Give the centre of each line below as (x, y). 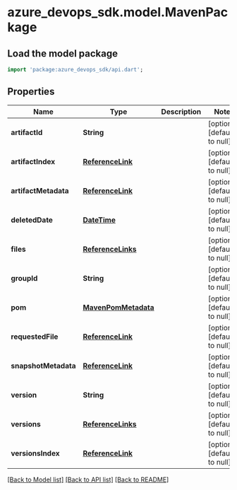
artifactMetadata (40, 190)
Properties (31, 92)
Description (181, 112)
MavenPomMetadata (119, 307)
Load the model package (63, 53)
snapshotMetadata (43, 366)
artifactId (27, 132)
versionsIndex (35, 453)
